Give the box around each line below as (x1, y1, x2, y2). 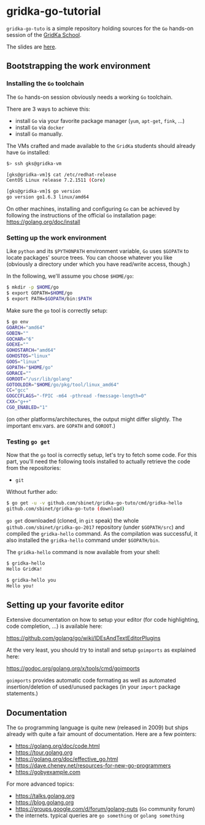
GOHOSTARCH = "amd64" (6, 347, 56, 354)
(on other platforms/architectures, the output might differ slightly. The (6, 415, 182, 423)
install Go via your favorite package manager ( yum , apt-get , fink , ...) (15, 117, 185, 124)
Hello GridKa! (6, 566, 43, 572)
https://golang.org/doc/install (6, 218, 81, 225)
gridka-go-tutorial (6, 4, 101, 18)
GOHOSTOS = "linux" (6, 353, 51, 359)
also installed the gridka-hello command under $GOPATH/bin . (6, 536, 160, 544)
